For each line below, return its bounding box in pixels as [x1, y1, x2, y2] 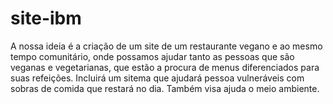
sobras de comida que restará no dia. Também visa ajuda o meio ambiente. [10, 82, 320, 94]
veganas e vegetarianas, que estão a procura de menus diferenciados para [10, 61, 320, 73]
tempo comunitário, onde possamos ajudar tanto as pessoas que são [10, 50, 295, 62]
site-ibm [10, 7, 82, 30]
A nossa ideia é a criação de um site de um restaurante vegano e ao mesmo [10, 40, 323, 52]
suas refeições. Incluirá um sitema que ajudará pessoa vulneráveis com [10, 72, 305, 84]
